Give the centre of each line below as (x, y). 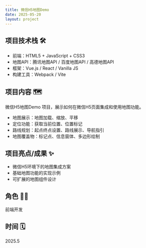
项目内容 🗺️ (24, 92)
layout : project (22, 19)
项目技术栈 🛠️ (26, 40)
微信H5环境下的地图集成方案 (42, 166)
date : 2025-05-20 (23, 14)
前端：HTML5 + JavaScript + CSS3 (49, 56)
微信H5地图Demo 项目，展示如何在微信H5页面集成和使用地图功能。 (74, 107)
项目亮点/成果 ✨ (30, 154)
